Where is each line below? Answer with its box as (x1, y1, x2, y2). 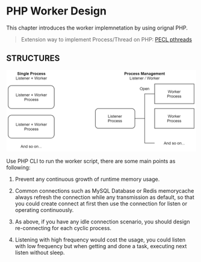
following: (6, 164, 31, 171)
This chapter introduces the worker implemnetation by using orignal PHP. (6, 24, 188, 31)
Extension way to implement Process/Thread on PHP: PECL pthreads (20, 36, 193, 43)
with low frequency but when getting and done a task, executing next (14, 243, 187, 250)
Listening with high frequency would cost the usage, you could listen (14, 236, 185, 243)
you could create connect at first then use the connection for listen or (14, 200, 188, 207)
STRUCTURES (6, 53, 60, 64)
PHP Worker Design (6, 4, 107, 18)
